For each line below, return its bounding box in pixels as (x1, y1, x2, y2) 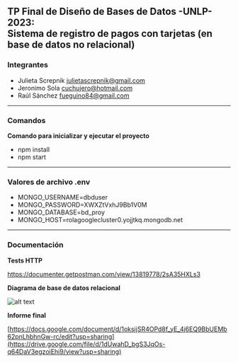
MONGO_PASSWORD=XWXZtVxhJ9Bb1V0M (17, 201, 147, 209)
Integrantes (7, 60, 48, 70)
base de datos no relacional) (7, 39, 135, 51)
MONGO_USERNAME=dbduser (17, 193, 108, 202)
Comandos (7, 115, 46, 125)
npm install (17, 145, 50, 154)
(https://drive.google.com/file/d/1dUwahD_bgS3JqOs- (7, 340, 166, 348)
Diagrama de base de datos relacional (7, 283, 120, 292)
